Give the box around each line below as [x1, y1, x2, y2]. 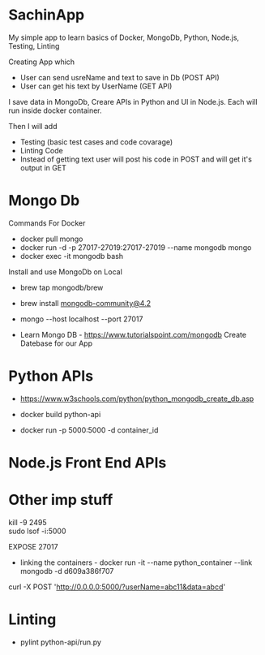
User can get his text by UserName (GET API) [19, 81, 173, 91]
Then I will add [8, 121, 58, 131]
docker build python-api [19, 409, 101, 419]
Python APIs [8, 367, 94, 386]
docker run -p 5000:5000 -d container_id [19, 424, 159, 435]
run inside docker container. [8, 106, 103, 115]
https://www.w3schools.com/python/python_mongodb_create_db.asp [19, 394, 254, 403]
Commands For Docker [8, 218, 86, 228]
